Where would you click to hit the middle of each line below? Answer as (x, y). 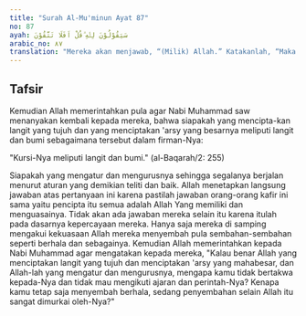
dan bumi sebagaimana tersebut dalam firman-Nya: (106, 140)
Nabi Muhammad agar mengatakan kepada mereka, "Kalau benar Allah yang (153, 253)
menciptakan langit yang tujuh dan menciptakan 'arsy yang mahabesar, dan (152, 262)
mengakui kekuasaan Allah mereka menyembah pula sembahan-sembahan (151, 233)
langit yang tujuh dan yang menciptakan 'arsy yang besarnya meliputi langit (152, 130)
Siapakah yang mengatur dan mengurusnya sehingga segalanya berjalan (147, 175)
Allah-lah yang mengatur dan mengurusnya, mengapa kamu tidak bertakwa (152, 272)
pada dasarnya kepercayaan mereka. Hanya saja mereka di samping (138, 224)
